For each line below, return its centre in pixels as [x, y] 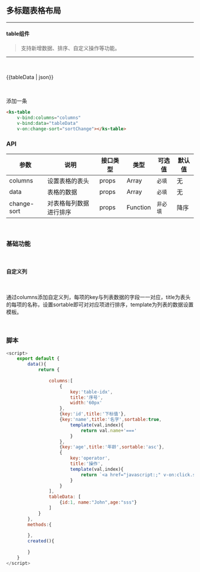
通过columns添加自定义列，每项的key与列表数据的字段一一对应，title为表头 [99, 297]
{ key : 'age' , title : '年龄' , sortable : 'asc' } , [112, 447]
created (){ [41, 541]
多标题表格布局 [34, 11]
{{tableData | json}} [30, 77]
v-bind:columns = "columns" [49, 118]
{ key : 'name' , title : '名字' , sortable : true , [110, 420]
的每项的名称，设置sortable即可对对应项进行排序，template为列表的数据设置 [100, 304]
